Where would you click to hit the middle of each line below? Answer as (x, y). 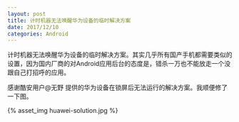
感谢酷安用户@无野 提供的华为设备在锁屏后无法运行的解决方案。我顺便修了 (118, 88)
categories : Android (38, 34)
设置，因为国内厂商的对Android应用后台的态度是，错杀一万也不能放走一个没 (119, 64)
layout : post (27, 14)
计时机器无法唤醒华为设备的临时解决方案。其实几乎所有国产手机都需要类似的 (120, 55)
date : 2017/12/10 (33, 27)
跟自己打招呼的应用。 (39, 72)
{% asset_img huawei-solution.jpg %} (63, 111)
